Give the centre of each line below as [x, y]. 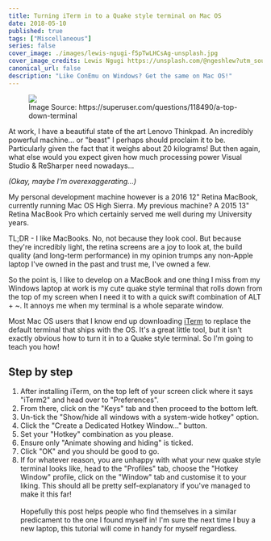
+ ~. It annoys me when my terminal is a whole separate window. [116, 305]
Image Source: [53, 107]
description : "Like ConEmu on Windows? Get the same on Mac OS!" [120, 76]
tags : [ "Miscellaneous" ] [50, 38]
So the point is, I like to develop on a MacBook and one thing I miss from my [134, 279]
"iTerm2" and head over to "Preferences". [90, 400]
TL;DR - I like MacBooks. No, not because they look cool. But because [125, 238]
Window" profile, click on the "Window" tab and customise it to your [133, 477]
